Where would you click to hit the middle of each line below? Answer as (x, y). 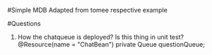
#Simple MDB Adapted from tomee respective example (88, 10)
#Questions (24, 23)
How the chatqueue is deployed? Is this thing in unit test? (101, 37)
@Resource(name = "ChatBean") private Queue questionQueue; (111, 44)
